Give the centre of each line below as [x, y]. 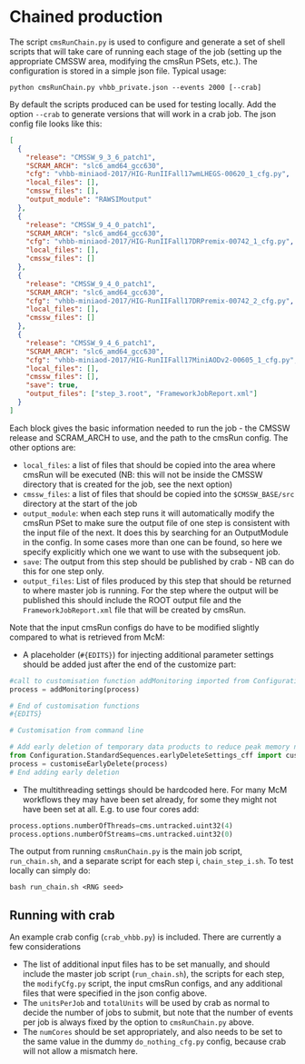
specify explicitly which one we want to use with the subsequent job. [152, 552]
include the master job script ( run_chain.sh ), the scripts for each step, [153, 974]
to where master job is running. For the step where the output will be [150, 590]
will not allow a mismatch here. [80, 1051]
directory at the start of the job [80, 503]
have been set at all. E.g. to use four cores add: [111, 809]
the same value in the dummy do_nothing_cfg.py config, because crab [154, 1041]
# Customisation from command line [77, 731]
